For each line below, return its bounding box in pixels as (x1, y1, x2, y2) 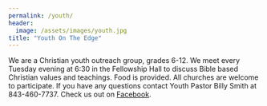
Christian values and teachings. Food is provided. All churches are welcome (8, 73, 259, 82)
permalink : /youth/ (8, 11, 74, 20)
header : (8, 19, 34, 27)
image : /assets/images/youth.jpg (15, 26, 127, 34)
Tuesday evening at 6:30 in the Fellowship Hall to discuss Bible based (8, 65, 239, 74)
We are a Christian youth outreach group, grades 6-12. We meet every (8, 56, 241, 65)
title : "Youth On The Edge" (8, 33, 103, 42)
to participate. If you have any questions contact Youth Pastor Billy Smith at (8, 81, 257, 91)
